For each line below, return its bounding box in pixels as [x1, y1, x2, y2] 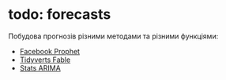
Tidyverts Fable [19, 55, 71, 64]
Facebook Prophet [19, 46, 81, 56]
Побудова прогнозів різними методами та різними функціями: [8, 31, 219, 41]
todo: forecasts [8, 5, 111, 24]
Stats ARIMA [19, 63, 61, 72]
